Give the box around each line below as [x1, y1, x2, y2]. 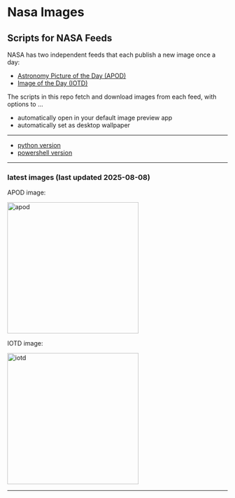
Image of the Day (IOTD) [17, 79, 88, 87]
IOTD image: [7, 339, 43, 348]
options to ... [7, 100, 43, 108]
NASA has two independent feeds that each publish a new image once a [7, 50, 216, 59]
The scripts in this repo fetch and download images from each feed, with [7, 92, 217, 101]
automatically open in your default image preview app [17, 113, 173, 122]
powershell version [17, 148, 73, 157]
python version [17, 141, 62, 149]
